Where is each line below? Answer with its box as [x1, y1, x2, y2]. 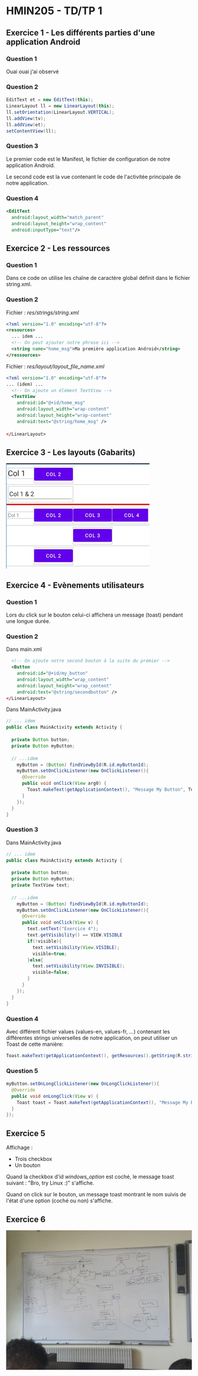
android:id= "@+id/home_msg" [16, 400, 85, 406]
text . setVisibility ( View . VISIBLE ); [32, 944, 120, 950]
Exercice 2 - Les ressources [6, 243, 110, 253]
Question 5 [6, 1067, 38, 1075]
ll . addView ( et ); [6, 122, 46, 128]
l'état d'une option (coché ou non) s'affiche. [6, 1197, 113, 1204]
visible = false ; [32, 970, 70, 976]
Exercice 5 [6, 1128, 46, 1138]
